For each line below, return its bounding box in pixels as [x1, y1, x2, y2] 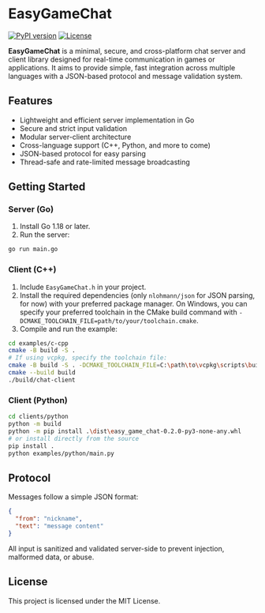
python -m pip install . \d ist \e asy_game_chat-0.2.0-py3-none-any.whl [8, 427, 242, 435]
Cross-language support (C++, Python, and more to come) [19, 140, 211, 150]
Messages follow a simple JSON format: [8, 492, 139, 502]
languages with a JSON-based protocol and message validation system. [8, 71, 243, 81]
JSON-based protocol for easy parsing [19, 149, 146, 158]
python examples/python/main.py [8, 449, 114, 457]
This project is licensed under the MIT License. [8, 596, 161, 605]
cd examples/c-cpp [8, 339, 69, 348]
